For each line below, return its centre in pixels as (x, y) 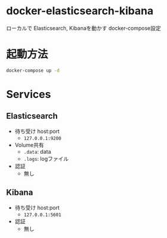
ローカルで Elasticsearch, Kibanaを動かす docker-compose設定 (84, 28)
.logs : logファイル (46, 158)
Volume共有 (29, 145)
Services (29, 94)
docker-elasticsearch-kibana (80, 11)
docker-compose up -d (33, 70)
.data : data (37, 151)
